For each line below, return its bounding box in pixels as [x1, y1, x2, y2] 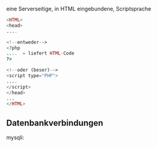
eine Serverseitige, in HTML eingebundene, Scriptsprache [6, 5, 152, 12]
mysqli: [6, 134, 24, 142]
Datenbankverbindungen [6, 118, 104, 128]
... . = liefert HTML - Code [6, 50, 75, 56]
